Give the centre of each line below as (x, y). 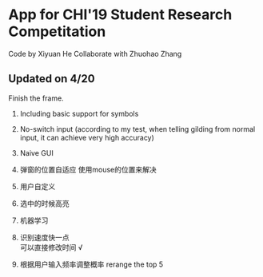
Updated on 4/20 (52, 79)
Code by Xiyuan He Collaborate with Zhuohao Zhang (95, 53)
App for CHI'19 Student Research (120, 15)
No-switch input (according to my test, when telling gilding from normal (137, 129)
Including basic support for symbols (79, 113)
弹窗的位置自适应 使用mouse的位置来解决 (88, 169)
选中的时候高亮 (44, 203)
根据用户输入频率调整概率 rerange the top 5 (92, 264)
